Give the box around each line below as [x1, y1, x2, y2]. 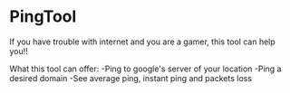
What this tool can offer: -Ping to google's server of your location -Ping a [9, 63, 282, 74]
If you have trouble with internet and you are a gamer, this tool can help [9, 36, 276, 47]
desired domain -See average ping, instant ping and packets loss [9, 72, 252, 83]
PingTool [9, 6, 77, 27]
